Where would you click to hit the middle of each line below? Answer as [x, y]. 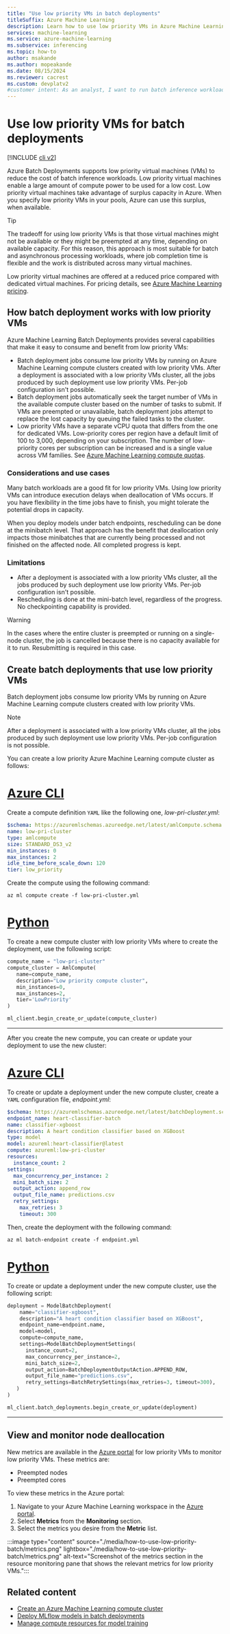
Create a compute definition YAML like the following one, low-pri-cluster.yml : [114, 813]
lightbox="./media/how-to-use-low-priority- [125, 1549]
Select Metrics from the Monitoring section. [79, 1521]
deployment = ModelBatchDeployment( [59, 1306]
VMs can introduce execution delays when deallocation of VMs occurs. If [110, 495]
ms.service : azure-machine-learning [59, 39]
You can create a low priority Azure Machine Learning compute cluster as [111, 758]
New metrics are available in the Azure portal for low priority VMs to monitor [115, 1451]
